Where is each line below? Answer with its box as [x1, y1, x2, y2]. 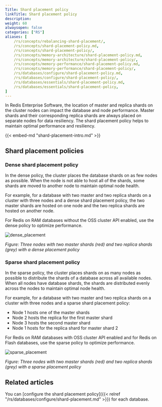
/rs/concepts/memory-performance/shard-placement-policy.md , [14, 62, 140, 66]
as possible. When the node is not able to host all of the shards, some [5, 178, 145, 184]
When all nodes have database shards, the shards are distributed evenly [5, 280, 150, 286]
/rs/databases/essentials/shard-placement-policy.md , [14, 80, 125, 85]
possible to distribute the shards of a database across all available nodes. [5, 275, 152, 281]
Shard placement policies [5, 147, 84, 155]
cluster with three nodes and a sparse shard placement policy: [5, 300, 130, 306]
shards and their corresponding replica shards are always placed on [5, 113, 142, 119]
